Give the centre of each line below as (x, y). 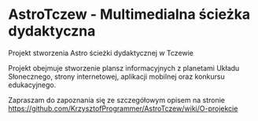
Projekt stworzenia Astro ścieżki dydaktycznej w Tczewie (101, 53)
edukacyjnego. (32, 85)
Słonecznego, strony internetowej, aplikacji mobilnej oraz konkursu (117, 76)
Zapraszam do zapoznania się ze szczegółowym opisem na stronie (117, 100)
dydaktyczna (52, 31)
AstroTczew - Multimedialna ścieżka (129, 15)
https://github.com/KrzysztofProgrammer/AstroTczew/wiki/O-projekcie (123, 108)
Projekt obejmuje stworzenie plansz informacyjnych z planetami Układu (124, 68)
